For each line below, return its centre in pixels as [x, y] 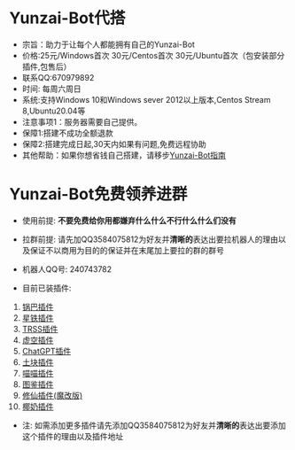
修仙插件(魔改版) [52, 395]
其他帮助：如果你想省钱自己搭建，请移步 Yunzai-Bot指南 [124, 155]
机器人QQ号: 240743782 [67, 269]
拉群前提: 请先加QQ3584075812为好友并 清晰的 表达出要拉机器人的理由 [150, 239]
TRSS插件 [40, 329]
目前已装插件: [47, 288]
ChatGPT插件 [47, 351]
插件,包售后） [47, 66]
